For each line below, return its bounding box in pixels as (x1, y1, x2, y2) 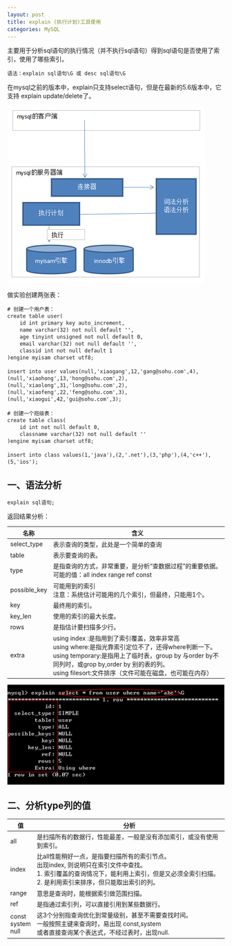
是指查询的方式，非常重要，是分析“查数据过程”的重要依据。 (52, 562, 222, 570)
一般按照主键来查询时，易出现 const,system (37, 920, 162, 928)
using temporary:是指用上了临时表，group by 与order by (52, 651, 213, 660)
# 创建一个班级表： (7, 410, 55, 417)
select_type (10, 540, 43, 548)
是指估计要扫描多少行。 (52, 623, 120, 631)
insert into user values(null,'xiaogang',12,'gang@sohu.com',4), (7, 368, 199, 375)
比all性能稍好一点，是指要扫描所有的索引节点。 (37, 852, 171, 861)
